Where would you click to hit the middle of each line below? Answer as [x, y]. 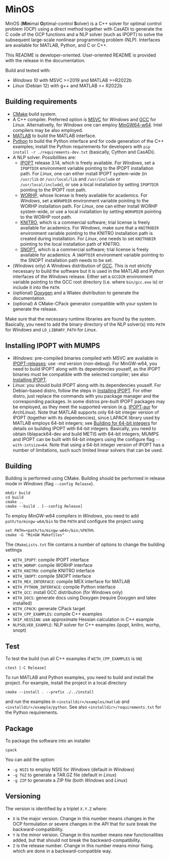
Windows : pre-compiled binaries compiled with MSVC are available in [86, 358]
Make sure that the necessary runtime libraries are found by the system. [81, 319]
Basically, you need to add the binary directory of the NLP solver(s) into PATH [85, 324]
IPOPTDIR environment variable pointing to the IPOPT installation [87, 168]
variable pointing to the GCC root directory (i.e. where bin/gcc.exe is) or [88, 282]
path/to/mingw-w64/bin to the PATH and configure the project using [74, 522]
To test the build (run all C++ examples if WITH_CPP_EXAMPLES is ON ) [74, 659]
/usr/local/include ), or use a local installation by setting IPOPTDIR [89, 184]
